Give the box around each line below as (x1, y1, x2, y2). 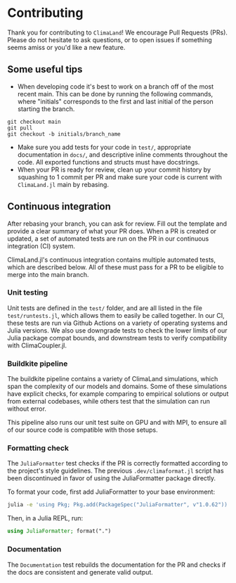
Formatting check (7, 443, 69, 453)
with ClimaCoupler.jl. (7, 341, 67, 350)
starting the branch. (17, 104, 75, 113)
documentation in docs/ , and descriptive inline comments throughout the (17, 150, 228, 159)
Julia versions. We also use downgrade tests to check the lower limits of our (7, 326, 228, 335)
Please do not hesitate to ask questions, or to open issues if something (7, 35, 212, 44)
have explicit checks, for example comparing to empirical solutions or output (7, 390, 229, 398)
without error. (7, 404, 47, 413)
